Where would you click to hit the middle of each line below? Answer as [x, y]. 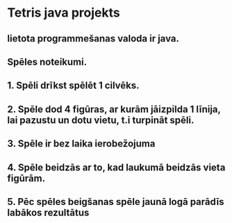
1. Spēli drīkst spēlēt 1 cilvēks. [74, 86]
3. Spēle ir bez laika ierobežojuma [81, 144]
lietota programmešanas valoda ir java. [93, 39]
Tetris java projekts [64, 13]
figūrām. [26, 178]
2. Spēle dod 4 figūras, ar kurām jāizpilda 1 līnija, [114, 109]
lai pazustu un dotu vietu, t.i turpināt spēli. [101, 120]
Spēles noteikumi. [47, 61]
